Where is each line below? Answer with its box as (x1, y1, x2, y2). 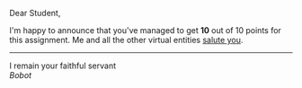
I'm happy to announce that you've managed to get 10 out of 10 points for (9, 25, 281, 35)
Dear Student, (9, 8, 61, 18)
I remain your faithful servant (9, 60, 117, 71)
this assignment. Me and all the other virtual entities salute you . (9, 35, 244, 45)
